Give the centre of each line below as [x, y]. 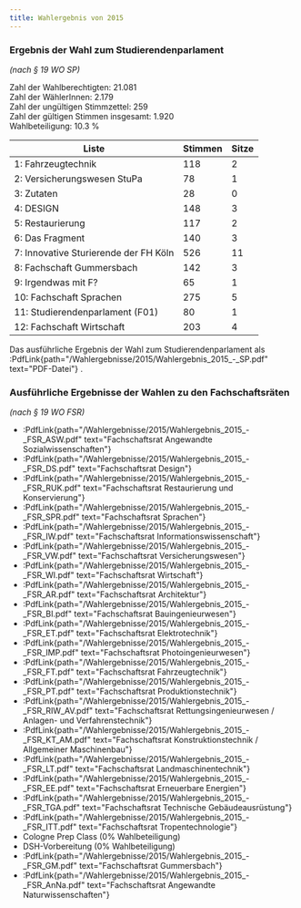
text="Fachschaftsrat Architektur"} [142, 594]
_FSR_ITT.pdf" [50, 827]
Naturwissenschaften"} [66, 895]
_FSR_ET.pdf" [48, 634]
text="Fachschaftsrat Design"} [135, 469]
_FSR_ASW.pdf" [52, 439]
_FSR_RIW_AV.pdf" [58, 711]
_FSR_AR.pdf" [49, 594]
